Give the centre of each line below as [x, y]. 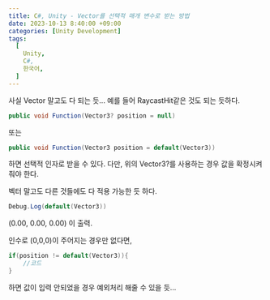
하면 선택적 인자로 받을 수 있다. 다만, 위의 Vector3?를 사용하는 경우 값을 [122, 164]
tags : [17, 39]
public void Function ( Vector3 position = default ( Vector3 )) [112, 148]
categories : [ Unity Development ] [65, 31]
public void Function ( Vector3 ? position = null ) [92, 116]
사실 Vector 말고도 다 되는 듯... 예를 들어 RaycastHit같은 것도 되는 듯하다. [124, 100]
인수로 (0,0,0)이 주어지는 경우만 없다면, [70, 241]
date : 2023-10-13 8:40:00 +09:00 [65, 24]
